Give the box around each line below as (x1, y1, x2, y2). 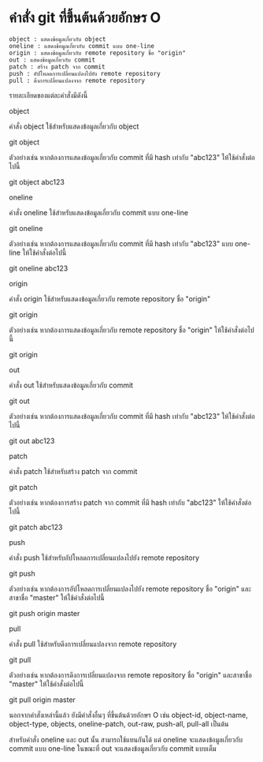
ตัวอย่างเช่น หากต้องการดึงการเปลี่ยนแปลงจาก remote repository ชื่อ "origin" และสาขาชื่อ (9, 670, 253, 679)
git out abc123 (9, 435, 55, 446)
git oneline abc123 (9, 263, 69, 273)
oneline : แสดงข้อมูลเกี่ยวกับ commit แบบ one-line (9, 42, 154, 50)
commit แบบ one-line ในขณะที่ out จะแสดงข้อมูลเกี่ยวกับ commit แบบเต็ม (9, 743, 217, 753)
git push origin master (9, 608, 80, 618)
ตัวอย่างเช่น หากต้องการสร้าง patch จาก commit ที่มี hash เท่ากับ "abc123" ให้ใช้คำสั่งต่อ (9, 498, 252, 507)
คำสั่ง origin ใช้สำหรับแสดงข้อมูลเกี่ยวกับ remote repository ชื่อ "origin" (9, 293, 211, 304)
